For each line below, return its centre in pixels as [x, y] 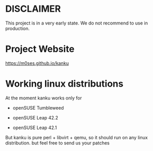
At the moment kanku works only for [43, 98]
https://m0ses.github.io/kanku [37, 63]
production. [17, 28]
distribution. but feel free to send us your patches [58, 143]
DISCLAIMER [33, 9]
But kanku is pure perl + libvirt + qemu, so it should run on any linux [76, 137]
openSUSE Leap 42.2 [35, 117]
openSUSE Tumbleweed [38, 108]
